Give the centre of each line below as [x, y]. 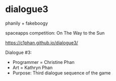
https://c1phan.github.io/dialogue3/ [42, 43]
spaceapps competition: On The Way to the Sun [55, 33]
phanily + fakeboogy [27, 23]
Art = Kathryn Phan [33, 67]
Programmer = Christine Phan [43, 62]
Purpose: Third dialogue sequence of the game [62, 73]
